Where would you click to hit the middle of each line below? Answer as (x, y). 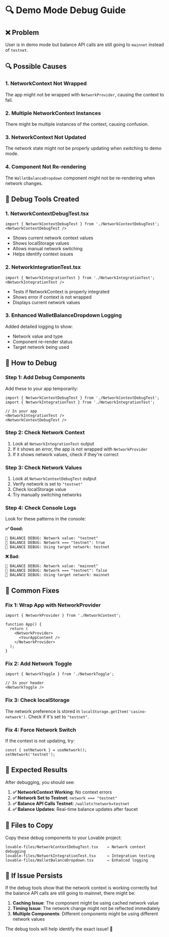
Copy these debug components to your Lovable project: (64, 838)
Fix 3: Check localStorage (37, 700)
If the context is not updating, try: (40, 741)
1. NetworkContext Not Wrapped (46, 84)
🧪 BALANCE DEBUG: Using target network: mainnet (57, 575)
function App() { (24, 624)
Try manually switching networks (47, 495)
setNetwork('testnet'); (30, 755)
